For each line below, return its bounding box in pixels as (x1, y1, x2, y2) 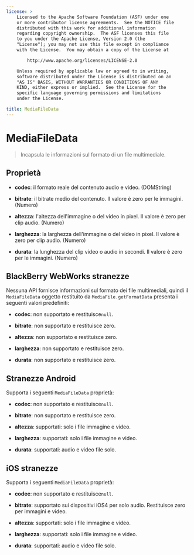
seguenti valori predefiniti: (6, 300, 69, 307)
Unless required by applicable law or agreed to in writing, (16, 68, 169, 74)
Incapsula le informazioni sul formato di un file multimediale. (20, 151, 166, 158)
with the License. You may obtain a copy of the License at (16, 47, 169, 53)
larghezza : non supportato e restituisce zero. (14, 345, 124, 352)
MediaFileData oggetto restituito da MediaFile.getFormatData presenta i (6, 293, 178, 300)
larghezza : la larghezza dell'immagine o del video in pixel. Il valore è (14, 230, 180, 237)
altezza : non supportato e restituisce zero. (14, 334, 118, 341)
